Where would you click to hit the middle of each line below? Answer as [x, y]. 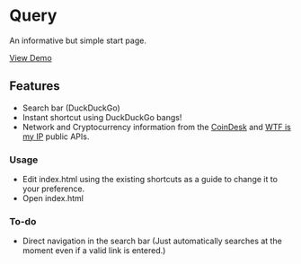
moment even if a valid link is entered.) [94, 251]
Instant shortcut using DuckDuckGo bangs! [102, 117]
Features [35, 86]
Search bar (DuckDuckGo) [71, 108]
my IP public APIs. [56, 136]
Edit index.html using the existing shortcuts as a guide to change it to [150, 180]
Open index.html [53, 198]
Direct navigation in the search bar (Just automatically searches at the [152, 241]
